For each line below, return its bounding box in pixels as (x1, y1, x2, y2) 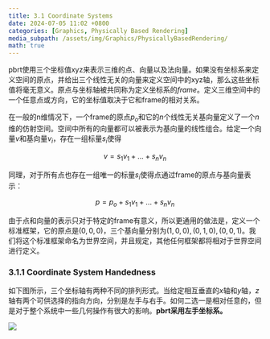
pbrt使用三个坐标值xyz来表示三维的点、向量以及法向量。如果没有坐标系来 (8, 65, 252, 75)
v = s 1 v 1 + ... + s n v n (103, 151, 167, 163)
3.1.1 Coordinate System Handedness (8, 267, 157, 278)
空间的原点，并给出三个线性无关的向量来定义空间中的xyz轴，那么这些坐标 (14, 75, 260, 85)
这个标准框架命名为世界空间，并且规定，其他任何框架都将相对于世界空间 (22, 236, 262, 246)
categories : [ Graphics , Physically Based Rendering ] (8, 27, 189, 35)
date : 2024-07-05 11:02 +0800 (8, 19, 110, 27)
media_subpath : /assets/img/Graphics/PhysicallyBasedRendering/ (8, 34, 228, 43)
